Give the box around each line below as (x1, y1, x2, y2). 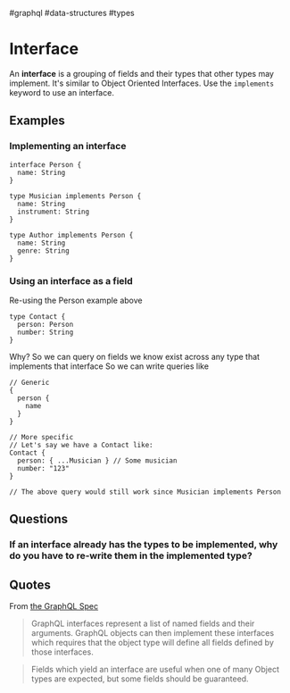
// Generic (9, 378, 50, 387)
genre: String (17, 246, 70, 255)
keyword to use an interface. (9, 87, 114, 97)
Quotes (9, 577, 52, 592)
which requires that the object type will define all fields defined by (30, 638, 274, 648)
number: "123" (17, 463, 70, 472)
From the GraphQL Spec (9, 601, 99, 612)
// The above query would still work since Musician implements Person (9, 487, 281, 497)
